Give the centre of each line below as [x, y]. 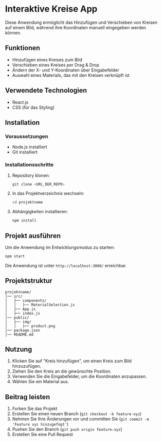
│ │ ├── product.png [30, 326]
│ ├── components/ [26, 300]
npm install [24, 221]
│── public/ [17, 317]
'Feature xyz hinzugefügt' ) [40, 424]
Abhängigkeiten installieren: [40, 212]
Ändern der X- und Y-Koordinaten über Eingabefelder [65, 70]
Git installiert [25, 152]
